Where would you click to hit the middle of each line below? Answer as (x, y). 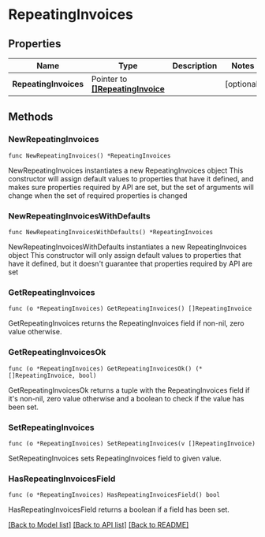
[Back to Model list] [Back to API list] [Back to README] (99, 525)
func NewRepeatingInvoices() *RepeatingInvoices (90, 155)
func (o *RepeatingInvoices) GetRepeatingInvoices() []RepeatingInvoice (130, 309)
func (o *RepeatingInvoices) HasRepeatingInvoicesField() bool (114, 495)
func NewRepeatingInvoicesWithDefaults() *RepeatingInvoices (111, 232)
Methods (31, 117)
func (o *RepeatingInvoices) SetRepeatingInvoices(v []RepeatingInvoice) (132, 443)
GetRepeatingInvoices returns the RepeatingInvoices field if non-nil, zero (126, 323)
